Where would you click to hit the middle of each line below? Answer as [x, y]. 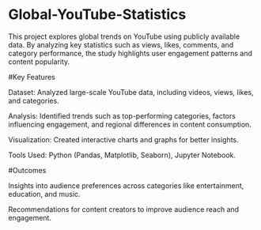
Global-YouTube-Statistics [97, 15]
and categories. [34, 100]
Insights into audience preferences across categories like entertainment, [126, 185]
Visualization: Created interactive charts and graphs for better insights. [123, 139]
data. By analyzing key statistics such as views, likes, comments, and [121, 44]
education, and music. [44, 194]
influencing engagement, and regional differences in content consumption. [130, 124]
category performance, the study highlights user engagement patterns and [130, 53]
